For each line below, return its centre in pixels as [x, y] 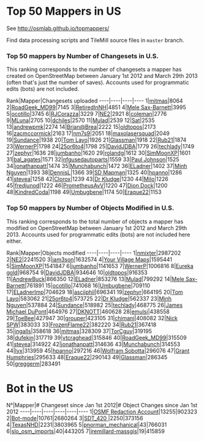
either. [14, 241]
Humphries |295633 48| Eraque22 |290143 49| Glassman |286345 [87, 357]
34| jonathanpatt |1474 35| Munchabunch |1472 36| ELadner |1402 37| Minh [97, 166]
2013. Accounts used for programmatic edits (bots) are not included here [98, 234]
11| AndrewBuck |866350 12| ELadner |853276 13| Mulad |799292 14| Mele [96, 279]
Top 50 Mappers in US [64, 11]
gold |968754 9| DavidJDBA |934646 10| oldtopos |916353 [77, 272]
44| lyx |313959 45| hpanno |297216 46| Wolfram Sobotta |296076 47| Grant [98, 350]
